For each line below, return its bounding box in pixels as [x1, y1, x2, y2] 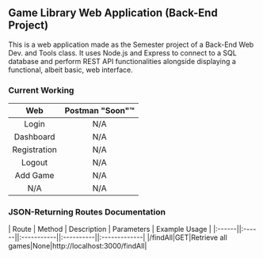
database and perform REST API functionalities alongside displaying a [8, 56, 236, 66]
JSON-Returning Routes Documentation [8, 207, 166, 218]
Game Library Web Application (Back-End [8, 6, 218, 20]
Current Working [8, 85, 74, 96]
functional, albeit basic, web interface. [8, 65, 133, 74]
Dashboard [13, 131, 55, 142]
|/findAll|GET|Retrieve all [147, 233, 227, 242]
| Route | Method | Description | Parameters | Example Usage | [8, 225, 212, 234]
